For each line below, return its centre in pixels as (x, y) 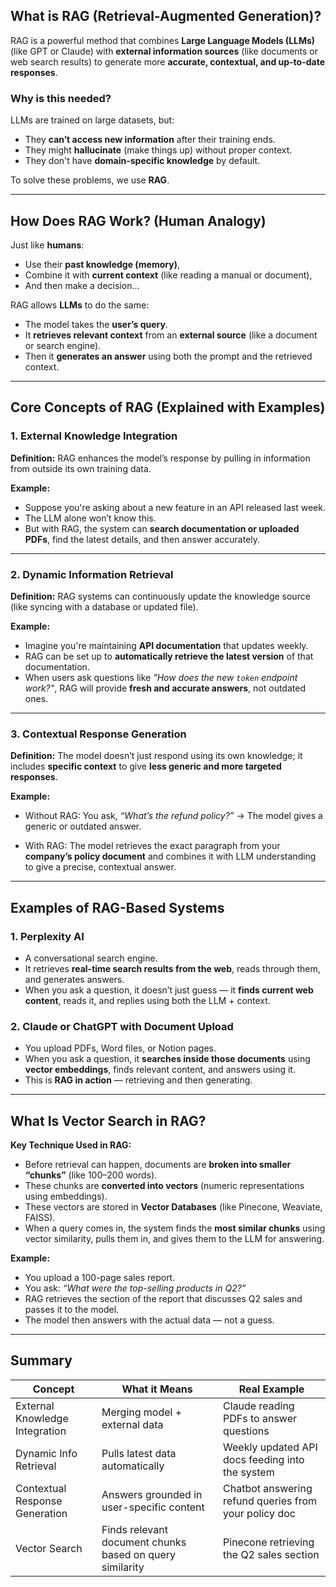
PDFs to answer (260, 1418)
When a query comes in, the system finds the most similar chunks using (175, 1228)
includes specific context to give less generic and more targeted (146, 766)
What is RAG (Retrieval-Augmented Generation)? (166, 16)
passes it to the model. (72, 1309)
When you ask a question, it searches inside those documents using (167, 1059)
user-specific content (153, 1507)
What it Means (157, 1389)
